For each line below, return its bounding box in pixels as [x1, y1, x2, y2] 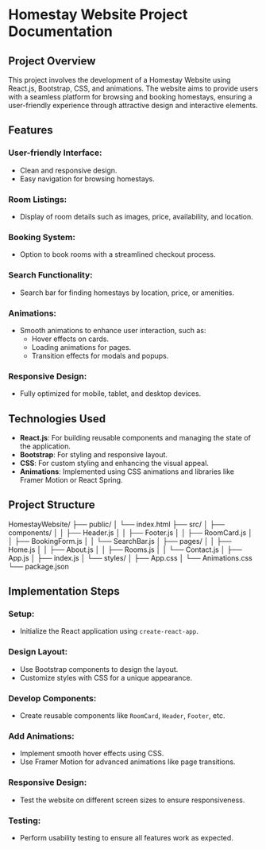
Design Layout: [8, 646, 68, 658]
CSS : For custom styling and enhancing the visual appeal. [19, 458, 209, 468]
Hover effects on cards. [31, 334, 110, 343]
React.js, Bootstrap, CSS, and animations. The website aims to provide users [8, 83, 259, 93]
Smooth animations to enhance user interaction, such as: [19, 325, 206, 335]
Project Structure [8, 499, 95, 512]
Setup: [8, 608, 35, 619]
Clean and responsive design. [19, 165, 118, 175]
